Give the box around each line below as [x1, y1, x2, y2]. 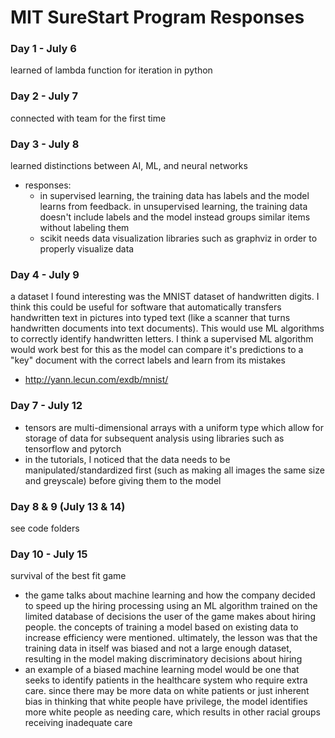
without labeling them [39, 222, 130, 234]
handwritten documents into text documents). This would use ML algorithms [10, 322, 325, 335]
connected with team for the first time [10, 112, 167, 124]
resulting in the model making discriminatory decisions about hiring [24, 653, 303, 665]
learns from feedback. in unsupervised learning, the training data [39, 201, 308, 213]
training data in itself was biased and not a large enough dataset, [24, 642, 292, 655]
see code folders [10, 522, 80, 534]
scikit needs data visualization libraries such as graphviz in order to [39, 232, 318, 245]
